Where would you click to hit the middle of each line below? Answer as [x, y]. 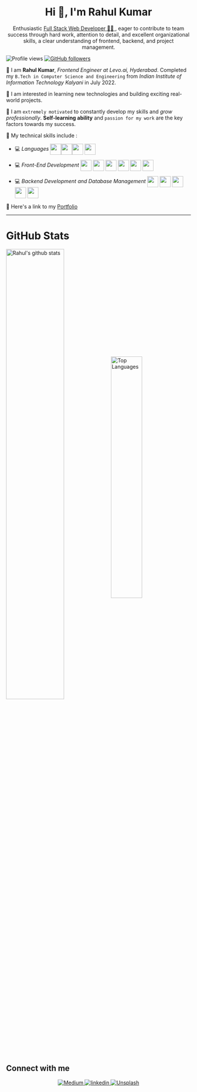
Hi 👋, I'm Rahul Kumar [98, 12]
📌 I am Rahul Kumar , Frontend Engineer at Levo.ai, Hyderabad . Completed [96, 70]
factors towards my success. [41, 124]
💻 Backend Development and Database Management [80, 181]
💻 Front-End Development [47, 165]
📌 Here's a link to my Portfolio [42, 206]
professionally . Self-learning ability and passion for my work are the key [94, 118]
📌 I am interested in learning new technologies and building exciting [88, 94]
